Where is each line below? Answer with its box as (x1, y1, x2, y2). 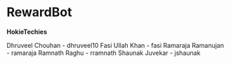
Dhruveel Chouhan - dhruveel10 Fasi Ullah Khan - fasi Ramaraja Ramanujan (6, 41, 224, 49)
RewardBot (6, 4, 72, 20)
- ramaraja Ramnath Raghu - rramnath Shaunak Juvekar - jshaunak (6, 49, 201, 57)
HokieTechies (6, 27, 47, 36)
